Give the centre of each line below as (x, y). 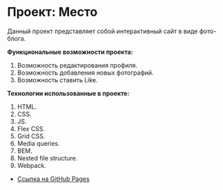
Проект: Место (52, 12)
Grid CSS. (31, 136)
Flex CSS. (31, 129)
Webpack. (31, 165)
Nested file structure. (47, 158)
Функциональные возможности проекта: (70, 52)
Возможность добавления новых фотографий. (85, 73)
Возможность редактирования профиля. (77, 65)
